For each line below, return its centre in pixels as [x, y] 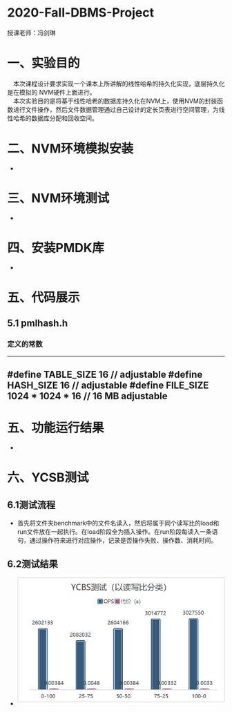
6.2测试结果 [33, 564]
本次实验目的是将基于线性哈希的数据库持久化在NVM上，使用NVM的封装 [115, 101]
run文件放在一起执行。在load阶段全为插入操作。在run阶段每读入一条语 [117, 531]
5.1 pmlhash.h [38, 324]
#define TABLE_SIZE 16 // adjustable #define [105, 374]
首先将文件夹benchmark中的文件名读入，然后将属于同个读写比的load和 [118, 523]
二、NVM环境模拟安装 [70, 149]
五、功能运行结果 [56, 428]
